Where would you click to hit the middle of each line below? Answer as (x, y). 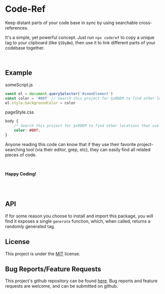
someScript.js (19, 85)
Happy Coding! (21, 174)
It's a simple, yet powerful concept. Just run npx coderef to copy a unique (80, 37)
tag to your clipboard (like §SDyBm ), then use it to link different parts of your (80, 42)
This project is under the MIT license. (43, 254)
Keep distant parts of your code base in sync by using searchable (72, 23)
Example (19, 73)
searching (15, 149)
